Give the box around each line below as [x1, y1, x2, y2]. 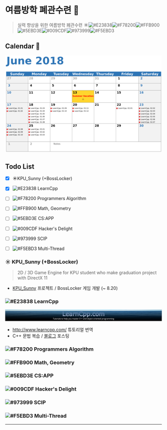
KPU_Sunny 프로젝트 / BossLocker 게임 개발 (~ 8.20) [12, 285, 118, 291]
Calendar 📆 [5, 42, 40, 50]
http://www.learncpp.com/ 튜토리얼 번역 [12, 326, 93, 332]
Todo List [5, 162, 35, 171]
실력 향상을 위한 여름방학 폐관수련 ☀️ [17, 22, 88, 28]
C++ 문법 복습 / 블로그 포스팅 [12, 333, 70, 339]
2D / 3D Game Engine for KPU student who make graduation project [17, 270, 157, 275]
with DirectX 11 [17, 275, 48, 281]
